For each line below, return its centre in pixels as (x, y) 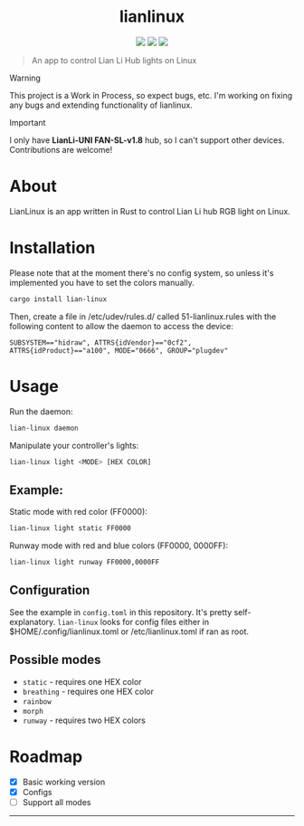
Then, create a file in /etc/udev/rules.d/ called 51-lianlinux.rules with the (143, 316)
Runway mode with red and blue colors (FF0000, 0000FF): (119, 546)
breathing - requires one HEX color (88, 691)
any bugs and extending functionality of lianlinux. (101, 105)
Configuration (50, 590)
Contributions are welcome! (61, 149)
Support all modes (57, 802)
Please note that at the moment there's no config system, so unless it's (142, 272)
